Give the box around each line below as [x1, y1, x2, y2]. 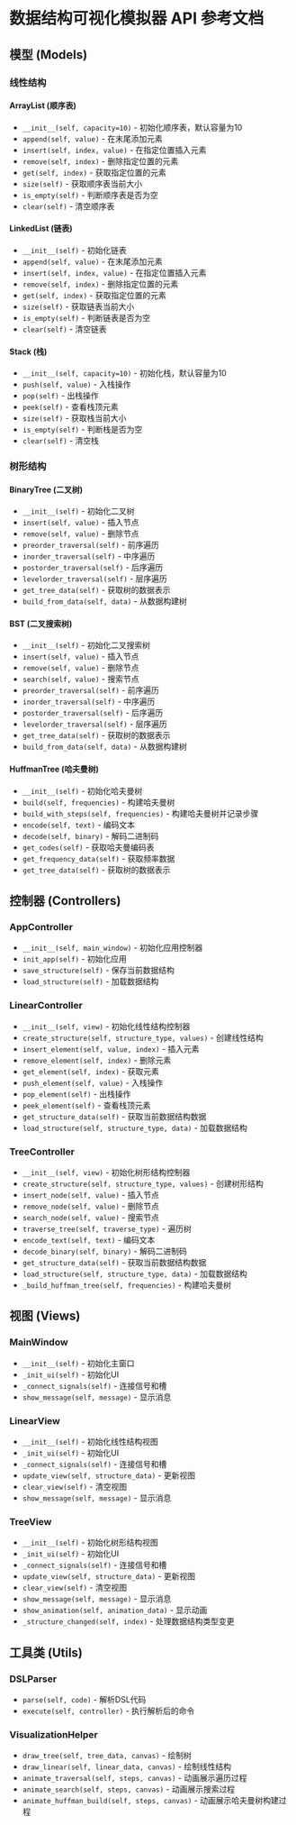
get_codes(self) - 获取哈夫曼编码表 [22, 842, 155, 853]
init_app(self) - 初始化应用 [22, 954, 128, 964]
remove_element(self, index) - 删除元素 [22, 1054, 172, 1065]
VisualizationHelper [9, 1728, 98, 1740]
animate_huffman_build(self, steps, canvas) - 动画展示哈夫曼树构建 [22, 1795, 279, 1806]
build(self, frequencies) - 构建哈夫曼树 [22, 797, 175, 808]
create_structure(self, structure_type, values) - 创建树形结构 [22, 1178, 264, 1189]
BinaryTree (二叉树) [9, 484, 84, 495]
